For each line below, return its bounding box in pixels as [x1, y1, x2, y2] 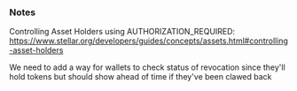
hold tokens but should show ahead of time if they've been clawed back [9, 72, 272, 82]
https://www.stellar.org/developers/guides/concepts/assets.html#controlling [9, 35, 288, 46]
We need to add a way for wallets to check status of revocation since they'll [9, 62, 285, 72]
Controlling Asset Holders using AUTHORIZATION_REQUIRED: [9, 27, 236, 37]
